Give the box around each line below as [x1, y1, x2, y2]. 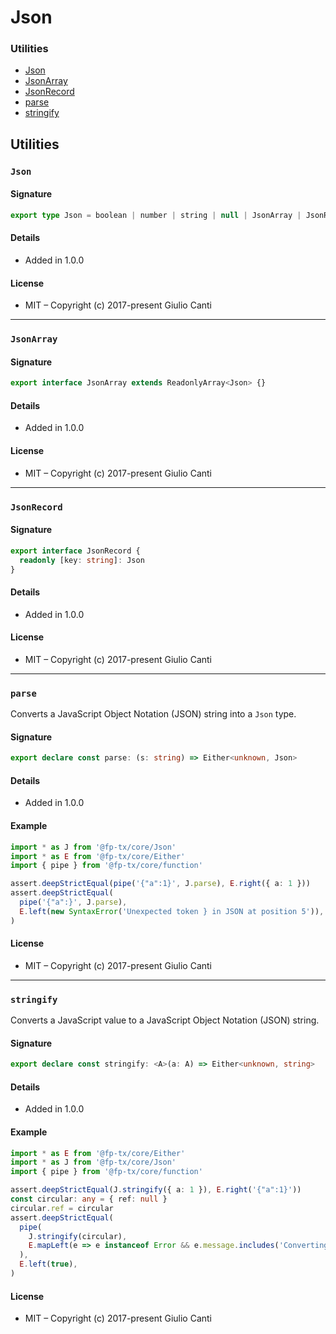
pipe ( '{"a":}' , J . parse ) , [19, 897, 128, 907]
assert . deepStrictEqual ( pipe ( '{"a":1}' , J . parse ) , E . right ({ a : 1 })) [10, 879, 311, 889]
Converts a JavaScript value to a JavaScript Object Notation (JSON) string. [10, 1014, 320, 1026]
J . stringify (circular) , [28, 1231, 128, 1241]
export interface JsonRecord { [10, 546, 141, 556]
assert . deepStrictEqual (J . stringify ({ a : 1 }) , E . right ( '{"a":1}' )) [10, 1185, 302, 1195]
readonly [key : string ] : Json [19, 555, 145, 565]
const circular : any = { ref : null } [10, 1194, 168, 1205]
